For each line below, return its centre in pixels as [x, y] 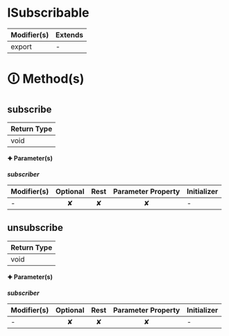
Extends [69, 35]
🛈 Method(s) [46, 79]
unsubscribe [35, 228]
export [22, 47]
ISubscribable [48, 13]
